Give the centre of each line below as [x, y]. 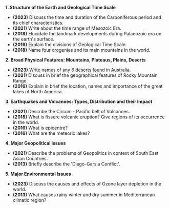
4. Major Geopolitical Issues [36, 143]
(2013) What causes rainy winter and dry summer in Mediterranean [84, 195]
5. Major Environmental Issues [38, 174]
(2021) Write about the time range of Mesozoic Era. [67, 28]
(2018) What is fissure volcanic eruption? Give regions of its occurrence [89, 117]
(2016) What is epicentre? [40, 128]
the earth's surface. [34, 39]
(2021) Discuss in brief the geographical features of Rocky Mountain [85, 75]
